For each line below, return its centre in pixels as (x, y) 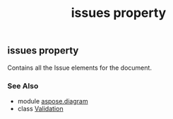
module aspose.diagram (53, 101)
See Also (23, 86)
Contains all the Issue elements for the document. (79, 68)
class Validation (40, 108)
